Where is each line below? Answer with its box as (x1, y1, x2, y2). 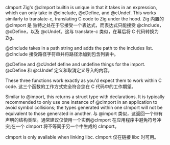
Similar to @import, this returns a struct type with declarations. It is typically (5, 94, 165, 100)
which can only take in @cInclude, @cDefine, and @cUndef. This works (5, 10, 156, 16)
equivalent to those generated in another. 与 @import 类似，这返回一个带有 (5, 110, 163, 117)
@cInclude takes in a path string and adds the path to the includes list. (5, 45, 153, 51)
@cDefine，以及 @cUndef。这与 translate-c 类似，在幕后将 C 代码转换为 (5, 28, 159, 35)
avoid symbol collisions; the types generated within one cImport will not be (5, 104, 163, 110)
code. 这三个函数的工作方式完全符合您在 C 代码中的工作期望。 (5, 83, 136, 90)
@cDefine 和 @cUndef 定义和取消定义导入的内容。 (5, 67, 112, 73)
